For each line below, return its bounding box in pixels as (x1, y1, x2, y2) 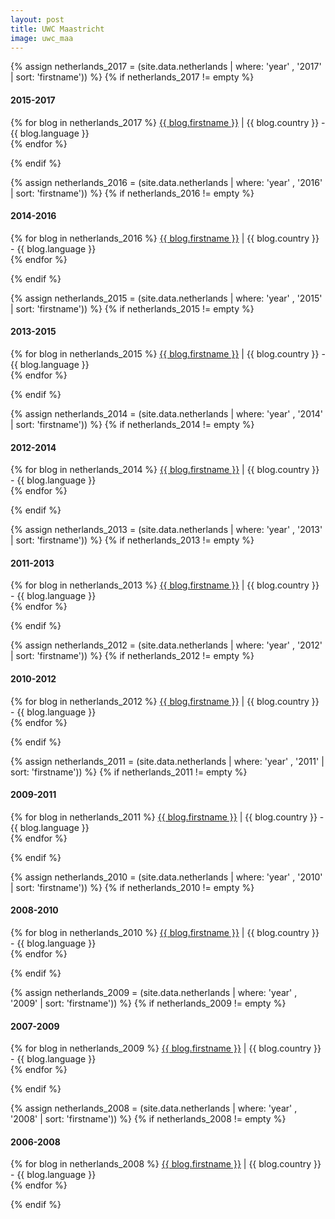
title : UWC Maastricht (10, 24, 105, 34)
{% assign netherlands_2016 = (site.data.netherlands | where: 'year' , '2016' (10, 176, 323, 188)
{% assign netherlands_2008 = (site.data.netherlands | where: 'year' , (10, 1102, 298, 1115)
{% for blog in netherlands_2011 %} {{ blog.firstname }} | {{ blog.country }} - (10, 811, 325, 823)
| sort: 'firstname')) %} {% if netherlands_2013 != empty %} (10, 534, 255, 546)
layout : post (10, 14, 65, 25)
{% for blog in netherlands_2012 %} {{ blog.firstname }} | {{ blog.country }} (10, 695, 320, 707)
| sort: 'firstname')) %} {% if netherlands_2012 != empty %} (10, 650, 255, 662)
